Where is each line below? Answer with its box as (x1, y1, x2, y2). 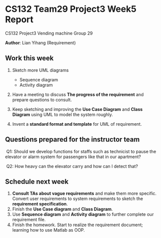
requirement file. (12, 217, 46, 223)
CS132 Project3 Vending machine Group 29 (5, 30, 93, 36)
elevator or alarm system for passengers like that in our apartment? (5, 154, 141, 160)
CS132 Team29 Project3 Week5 (5, 3, 136, 15)
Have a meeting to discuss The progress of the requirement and (12, 91, 144, 97)
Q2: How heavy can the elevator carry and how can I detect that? (6, 163, 138, 169)
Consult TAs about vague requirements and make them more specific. (12, 191, 157, 197)
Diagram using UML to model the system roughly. (12, 111, 113, 117)
